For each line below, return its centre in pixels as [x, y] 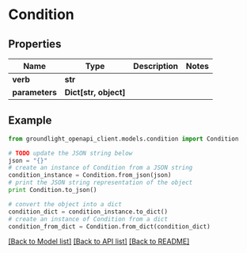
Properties [35, 44]
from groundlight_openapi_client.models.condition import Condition [123, 139]
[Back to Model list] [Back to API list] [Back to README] [99, 241]
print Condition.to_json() [53, 190]
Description [156, 66]
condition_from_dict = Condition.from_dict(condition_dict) [110, 226]
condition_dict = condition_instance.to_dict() [88, 212]
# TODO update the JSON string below [70, 153]
